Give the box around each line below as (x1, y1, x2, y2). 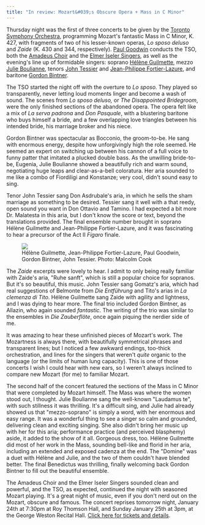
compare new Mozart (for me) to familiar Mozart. (6, 370, 130, 378)
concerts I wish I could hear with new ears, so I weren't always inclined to (6, 364, 192, 371)
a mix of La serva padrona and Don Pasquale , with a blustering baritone (6, 109, 188, 117)
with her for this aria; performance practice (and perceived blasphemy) (6, 427, 185, 435)
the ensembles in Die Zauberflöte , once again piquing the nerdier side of (6, 313, 190, 320)
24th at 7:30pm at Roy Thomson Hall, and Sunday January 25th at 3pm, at (6, 505, 194, 512)
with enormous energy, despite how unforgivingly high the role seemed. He (6, 140, 196, 148)
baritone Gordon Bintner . (6, 71, 69, 79)
